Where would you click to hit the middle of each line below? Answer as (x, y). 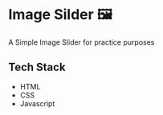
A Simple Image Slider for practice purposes (81, 42)
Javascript (37, 103)
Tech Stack (37, 67)
